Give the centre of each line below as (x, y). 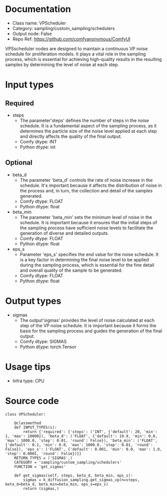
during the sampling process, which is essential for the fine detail (87, 265)
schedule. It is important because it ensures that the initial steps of (88, 222)
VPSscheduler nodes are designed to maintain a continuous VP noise (76, 48)
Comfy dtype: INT (38, 141)
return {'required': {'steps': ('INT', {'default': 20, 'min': (90, 432)
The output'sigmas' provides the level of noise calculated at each (87, 320)
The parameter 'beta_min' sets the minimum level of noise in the (86, 217)
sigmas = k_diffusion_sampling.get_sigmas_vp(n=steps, (81, 480)
